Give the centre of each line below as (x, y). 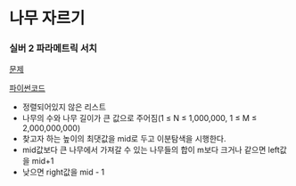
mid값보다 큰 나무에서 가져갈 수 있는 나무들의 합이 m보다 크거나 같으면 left (151, 150)
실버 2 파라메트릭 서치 (53, 48)
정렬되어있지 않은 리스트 (64, 107)
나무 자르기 (47, 18)
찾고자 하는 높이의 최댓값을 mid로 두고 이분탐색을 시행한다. (124, 139)
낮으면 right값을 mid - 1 (63, 172)
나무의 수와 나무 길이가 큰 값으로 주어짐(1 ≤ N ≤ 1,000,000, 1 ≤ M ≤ (139, 118)
